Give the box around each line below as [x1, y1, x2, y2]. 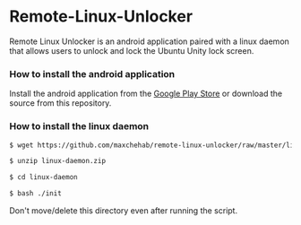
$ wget [9, 141, 34, 150]
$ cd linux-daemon [9, 173, 78, 182]
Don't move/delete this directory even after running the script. [9, 205, 238, 216]
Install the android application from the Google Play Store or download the [9, 88, 283, 100]
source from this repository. [9, 98, 112, 108]
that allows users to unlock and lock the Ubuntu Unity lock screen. [9, 45, 254, 56]
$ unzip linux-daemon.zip [9, 157, 106, 166]
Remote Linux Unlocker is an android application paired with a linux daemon [9, 36, 289, 47]
